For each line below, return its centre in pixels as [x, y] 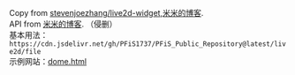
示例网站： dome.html [48, 61]
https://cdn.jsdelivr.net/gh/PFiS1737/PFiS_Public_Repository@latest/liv [148, 44]
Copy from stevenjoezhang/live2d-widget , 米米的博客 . [106, 13]
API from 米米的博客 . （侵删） [63, 24]
